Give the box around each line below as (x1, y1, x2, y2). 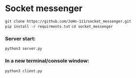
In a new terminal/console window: (5, 58, 89, 64)
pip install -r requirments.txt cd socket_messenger (5, 24, 113, 29)
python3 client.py (5, 68, 42, 73)
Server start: (5, 35, 36, 42)
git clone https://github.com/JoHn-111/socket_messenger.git (5, 19, 132, 24)
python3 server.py (5, 47, 42, 51)
